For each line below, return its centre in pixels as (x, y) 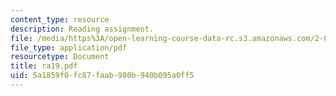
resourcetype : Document (60, 57)
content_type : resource (60, 19)
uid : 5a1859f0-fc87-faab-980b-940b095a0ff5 (102, 76)
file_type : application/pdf (69, 47)
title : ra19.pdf (44, 66)
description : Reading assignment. (82, 29)
